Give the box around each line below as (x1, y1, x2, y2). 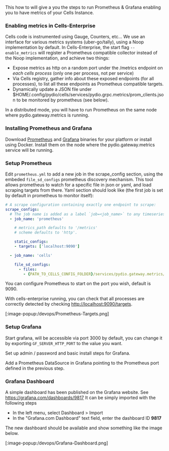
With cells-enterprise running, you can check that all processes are (5, 296, 145, 302)
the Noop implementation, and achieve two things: (5, 55, 110, 61)
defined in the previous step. (5, 365, 65, 371)
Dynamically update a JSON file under (12, 86, 92, 92)
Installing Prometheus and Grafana (5, 125, 92, 132)
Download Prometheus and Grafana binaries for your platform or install (5, 136, 152, 142)
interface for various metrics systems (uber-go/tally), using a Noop (5, 39, 144, 45)
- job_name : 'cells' (10, 253, 53, 258)
